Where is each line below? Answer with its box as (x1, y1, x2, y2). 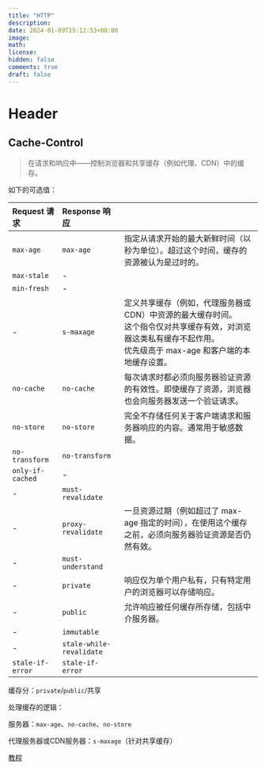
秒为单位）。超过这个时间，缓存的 (123, 245, 248, 256)
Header (8, 105, 58, 123)
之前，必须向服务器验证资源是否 (123, 528, 244, 539)
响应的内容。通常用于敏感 (139, 421, 236, 433)
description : (8, 19, 51, 27)
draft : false (8, 71, 51, 78)
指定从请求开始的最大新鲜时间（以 (123, 233, 252, 244)
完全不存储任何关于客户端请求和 (123, 410, 244, 421)
